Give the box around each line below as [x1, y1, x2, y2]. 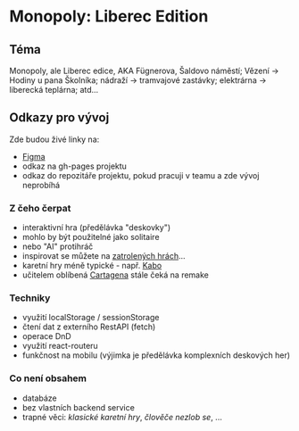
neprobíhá [21, 179, 61, 190]
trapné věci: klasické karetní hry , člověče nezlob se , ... [21, 411, 223, 422]
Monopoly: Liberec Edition [9, 6, 209, 27]
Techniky [9, 292, 51, 304]
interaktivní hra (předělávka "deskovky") [21, 222, 171, 233]
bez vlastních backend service [21, 402, 136, 412]
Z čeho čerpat [9, 202, 71, 214]
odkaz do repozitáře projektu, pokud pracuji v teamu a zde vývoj [21, 170, 260, 180]
